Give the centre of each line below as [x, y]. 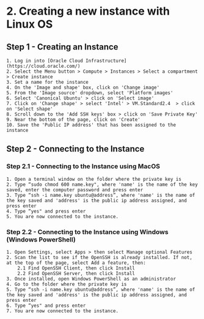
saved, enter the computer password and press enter [75, 190]
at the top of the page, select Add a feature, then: [76, 263]
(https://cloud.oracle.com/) [43, 66]
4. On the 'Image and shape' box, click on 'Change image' [83, 87]
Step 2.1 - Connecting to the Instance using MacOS [83, 166]
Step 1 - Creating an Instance [62, 47]
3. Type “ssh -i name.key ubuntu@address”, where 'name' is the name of [101, 195]
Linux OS [30, 24]
